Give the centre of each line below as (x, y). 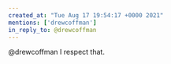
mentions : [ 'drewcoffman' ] (52, 23)
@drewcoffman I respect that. (56, 52)
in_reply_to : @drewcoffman (52, 30)
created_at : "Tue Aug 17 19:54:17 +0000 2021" (86, 15)
